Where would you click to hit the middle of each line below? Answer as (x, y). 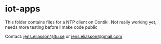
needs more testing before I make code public (51, 27)
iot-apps (23, 9)
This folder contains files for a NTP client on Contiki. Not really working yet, (81, 22)
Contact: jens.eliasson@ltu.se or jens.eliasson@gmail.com (64, 36)
